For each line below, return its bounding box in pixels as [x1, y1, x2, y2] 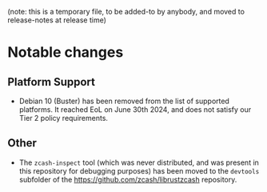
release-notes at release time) [7, 15, 107, 25]
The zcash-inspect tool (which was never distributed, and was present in [18, 158, 259, 167]
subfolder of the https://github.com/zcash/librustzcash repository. [18, 174, 237, 184]
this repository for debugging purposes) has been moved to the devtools [18, 166, 260, 175]
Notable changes [7, 43, 124, 62]
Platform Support [7, 75, 95, 89]
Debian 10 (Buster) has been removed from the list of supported [18, 96, 229, 106]
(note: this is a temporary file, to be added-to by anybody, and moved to [7, 7, 245, 16]
